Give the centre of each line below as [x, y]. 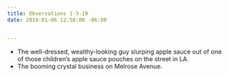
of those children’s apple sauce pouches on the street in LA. [103, 58]
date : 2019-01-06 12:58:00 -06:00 [57, 20]
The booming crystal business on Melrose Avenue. [90, 66]
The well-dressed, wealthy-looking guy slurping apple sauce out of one [119, 52]
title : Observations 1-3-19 [48, 13]
